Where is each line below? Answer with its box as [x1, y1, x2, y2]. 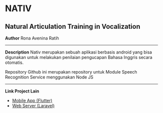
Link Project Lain [5, 88, 40, 94]
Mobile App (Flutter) [12, 98, 52, 103]
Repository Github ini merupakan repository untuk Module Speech [5, 69, 137, 75]
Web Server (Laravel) [12, 103, 55, 109]
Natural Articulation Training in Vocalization [5, 22, 141, 31]
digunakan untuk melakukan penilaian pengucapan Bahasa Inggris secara [5, 55, 153, 60]
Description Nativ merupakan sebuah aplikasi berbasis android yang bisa [5, 49, 152, 55]
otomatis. [5, 59, 24, 65]
